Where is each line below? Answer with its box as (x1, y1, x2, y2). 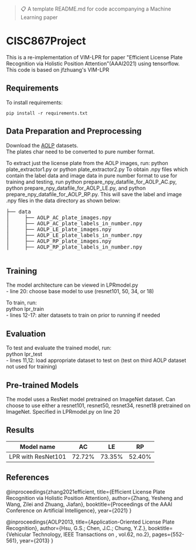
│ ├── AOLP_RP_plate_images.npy (6, 237, 111, 244)
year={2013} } (19, 537, 54, 544)
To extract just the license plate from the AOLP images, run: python (6, 159, 168, 166)
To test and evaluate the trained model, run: (6, 344, 111, 351)
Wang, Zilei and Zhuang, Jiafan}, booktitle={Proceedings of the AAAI (6, 501, 173, 508)
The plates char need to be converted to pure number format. (6, 148, 155, 155)
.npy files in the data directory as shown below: (6, 197, 121, 204)
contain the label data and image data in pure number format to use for (6, 172, 178, 179)
